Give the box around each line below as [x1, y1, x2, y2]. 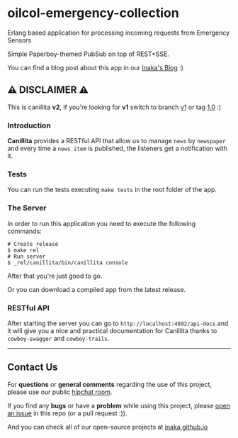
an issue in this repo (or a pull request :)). [7, 409, 127, 417]
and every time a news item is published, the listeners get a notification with [7, 144, 228, 153]
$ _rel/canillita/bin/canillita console [7, 259, 129, 266]
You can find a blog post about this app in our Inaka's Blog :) [7, 63, 184, 72]
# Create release [7, 240, 59, 247]
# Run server [7, 253, 46, 260]
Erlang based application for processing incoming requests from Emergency [7, 28, 230, 37]
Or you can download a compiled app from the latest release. [7, 285, 186, 293]
